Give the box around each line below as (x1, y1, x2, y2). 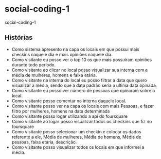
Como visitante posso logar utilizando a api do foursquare (11, 113, 128, 119)
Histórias (4, 33, 33, 42)
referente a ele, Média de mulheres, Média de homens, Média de (11, 134, 142, 140)
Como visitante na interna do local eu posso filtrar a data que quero (11, 77, 147, 83)
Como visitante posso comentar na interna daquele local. (11, 98, 126, 104)
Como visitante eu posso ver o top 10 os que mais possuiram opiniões (11, 57, 152, 63)
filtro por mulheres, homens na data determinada (11, 108, 110, 114)
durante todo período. (11, 62, 56, 67)
